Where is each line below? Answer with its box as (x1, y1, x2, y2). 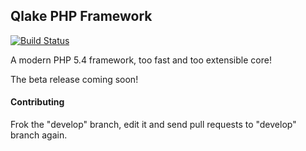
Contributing (10, 96, 65, 108)
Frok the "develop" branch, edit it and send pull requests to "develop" (10, 119, 297, 131)
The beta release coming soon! (10, 73, 139, 85)
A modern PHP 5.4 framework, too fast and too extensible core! (10, 54, 272, 66)
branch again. (10, 129, 68, 141)
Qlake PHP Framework (10, 8, 153, 25)
